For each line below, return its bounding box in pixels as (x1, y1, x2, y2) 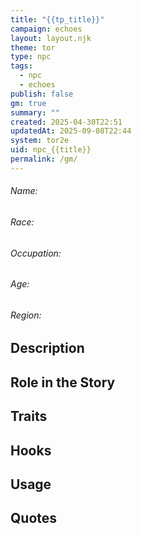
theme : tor (10, 42, 56, 53)
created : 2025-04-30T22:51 (10, 117, 123, 127)
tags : (10, 61, 33, 71)
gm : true (10, 98, 47, 108)
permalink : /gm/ (10, 154, 78, 164)
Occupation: (10, 247, 62, 259)
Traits (10, 408, 48, 425)
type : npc (10, 52, 52, 62)
